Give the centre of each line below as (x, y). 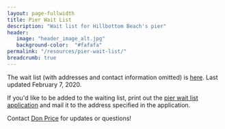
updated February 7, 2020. (44, 84)
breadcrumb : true (32, 58)
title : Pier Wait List (39, 20)
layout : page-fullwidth (41, 13)
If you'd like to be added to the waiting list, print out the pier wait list (103, 98)
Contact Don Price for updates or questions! (69, 118)
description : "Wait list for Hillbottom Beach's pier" (87, 26)
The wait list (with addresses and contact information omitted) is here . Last (112, 77)
